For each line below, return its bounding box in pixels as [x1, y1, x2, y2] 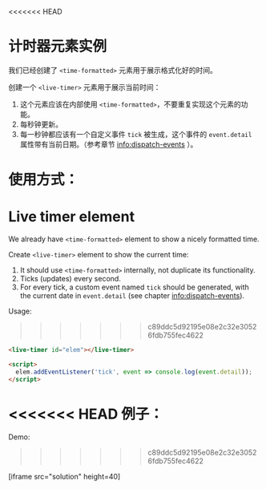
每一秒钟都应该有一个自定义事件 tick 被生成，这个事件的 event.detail [19, 129, 252, 139]
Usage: [8, 306, 32, 316]
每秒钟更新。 [19, 119, 62, 129]
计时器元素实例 [8, 38, 107, 55]
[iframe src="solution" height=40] [8, 471, 121, 481]
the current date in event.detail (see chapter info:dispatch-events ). [19, 291, 245, 301]
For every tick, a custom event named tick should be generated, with [19, 282, 250, 292]
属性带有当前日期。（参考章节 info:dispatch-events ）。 [19, 139, 198, 149]
